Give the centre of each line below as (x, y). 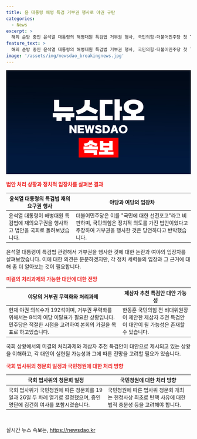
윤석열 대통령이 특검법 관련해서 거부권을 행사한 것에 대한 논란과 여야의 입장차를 (96, 252)
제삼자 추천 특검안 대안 (150, 293)
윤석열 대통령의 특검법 (34, 198)
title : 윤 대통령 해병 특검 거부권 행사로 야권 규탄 (61, 12)
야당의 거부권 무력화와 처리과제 (63, 296)
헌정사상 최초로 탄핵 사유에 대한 (150, 397)
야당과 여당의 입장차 (132, 202)
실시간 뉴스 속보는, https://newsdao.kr (51, 430)
